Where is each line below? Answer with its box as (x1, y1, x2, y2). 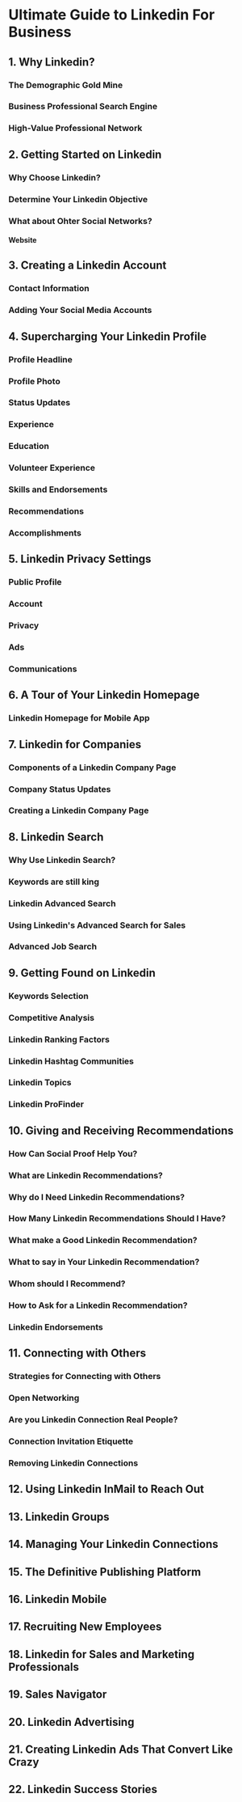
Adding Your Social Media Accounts (8, 305, 152, 316)
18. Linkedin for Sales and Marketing (8, 1648, 195, 1661)
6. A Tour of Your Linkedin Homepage (8, 688, 200, 702)
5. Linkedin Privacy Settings (8, 552, 152, 566)
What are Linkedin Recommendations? (8, 1170, 163, 1181)
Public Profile (8, 577, 62, 588)
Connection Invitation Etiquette (8, 1436, 134, 1447)
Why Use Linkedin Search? (8, 854, 116, 865)
